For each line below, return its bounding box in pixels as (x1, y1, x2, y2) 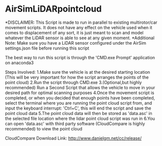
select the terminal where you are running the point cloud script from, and (5, 100, 152, 106)
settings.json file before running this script (5, 45, 89, 51)
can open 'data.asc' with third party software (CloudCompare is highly (5, 120, 145, 127)
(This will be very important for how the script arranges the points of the (5, 74, 149, 80)
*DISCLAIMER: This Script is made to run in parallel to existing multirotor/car (5, 19, 158, 25)
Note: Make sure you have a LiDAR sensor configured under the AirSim (5, 40, 147, 46)
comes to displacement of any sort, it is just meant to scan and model (5, 30, 144, 35)
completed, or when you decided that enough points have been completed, (5, 95, 155, 100)
